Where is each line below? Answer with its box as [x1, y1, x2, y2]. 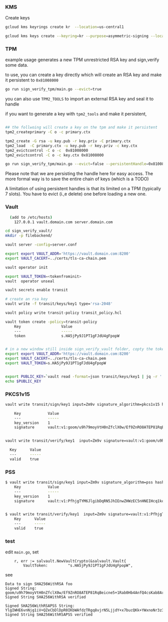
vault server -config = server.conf [5, 242, 77, 247]
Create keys [5, 15, 30, 21]
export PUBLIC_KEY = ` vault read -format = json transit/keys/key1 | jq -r [5, 374, 157, 379]
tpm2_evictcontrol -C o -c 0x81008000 [5, 148, 88, 153]
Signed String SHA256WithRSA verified [5, 594, 86, 600]
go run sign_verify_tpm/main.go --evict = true [5, 87, 101, 92]
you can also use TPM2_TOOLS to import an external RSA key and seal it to [5, 96, 154, 102]
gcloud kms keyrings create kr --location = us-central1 [5, 25, 124, 30]
